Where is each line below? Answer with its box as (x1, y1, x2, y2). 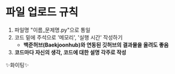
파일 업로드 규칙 (5, 5, 79, 19)
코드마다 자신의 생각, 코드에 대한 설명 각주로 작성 (14, 48, 126, 55)
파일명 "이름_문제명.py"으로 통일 (14, 26, 90, 33)
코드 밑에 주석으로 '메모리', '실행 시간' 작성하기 (14, 33, 123, 41)
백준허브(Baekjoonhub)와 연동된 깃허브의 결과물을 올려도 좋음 (23, 41, 169, 48)
